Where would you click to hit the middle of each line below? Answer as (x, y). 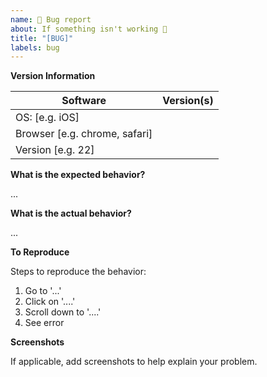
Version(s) (188, 101)
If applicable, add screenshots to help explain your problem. (134, 362)
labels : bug (35, 47)
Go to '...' (43, 291)
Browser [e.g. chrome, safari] (84, 134)
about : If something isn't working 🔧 (89, 29)
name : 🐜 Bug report (51, 19)
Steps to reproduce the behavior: (78, 272)
